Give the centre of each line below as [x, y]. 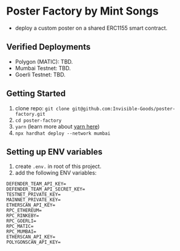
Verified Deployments [48, 47]
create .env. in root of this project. [58, 166]
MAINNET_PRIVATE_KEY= [34, 200]
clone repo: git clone [42, 108]
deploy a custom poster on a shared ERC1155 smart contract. [91, 28]
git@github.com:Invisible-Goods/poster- [124, 109]
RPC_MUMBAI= [21, 232]
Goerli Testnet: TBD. [40, 75]
